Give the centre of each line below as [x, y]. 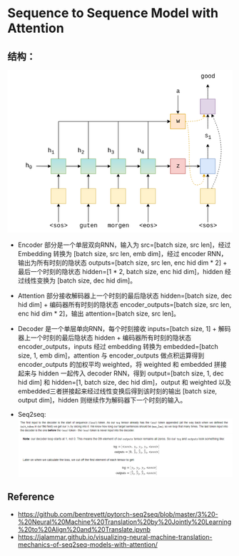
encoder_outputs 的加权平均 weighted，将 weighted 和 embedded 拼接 [122, 365]
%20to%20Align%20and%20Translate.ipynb [84, 529]
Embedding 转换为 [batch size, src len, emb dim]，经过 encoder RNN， [122, 254]
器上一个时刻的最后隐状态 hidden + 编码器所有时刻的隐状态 [105, 338]
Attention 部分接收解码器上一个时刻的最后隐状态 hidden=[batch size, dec [125, 296]
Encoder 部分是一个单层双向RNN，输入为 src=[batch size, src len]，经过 [124, 245]
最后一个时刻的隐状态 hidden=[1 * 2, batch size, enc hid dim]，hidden [120, 272]
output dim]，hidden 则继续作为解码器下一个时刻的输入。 [102, 400]
